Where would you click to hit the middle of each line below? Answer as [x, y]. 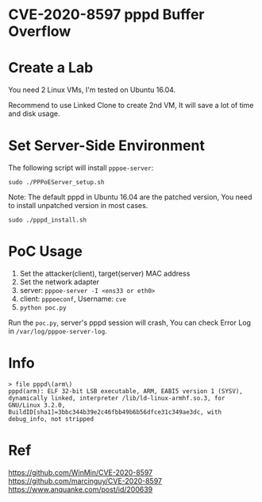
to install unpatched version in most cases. [78, 206]
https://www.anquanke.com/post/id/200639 [81, 489]
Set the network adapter [60, 282]
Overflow [40, 31]
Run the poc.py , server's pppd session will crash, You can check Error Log [130, 322]
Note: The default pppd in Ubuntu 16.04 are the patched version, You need [130, 197]
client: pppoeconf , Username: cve [73, 299]
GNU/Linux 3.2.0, [37, 405]
